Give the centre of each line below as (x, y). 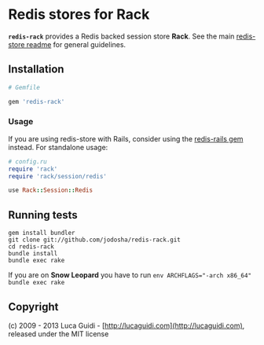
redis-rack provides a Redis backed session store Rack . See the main (121, 36)
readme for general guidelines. (76, 44)
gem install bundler (42, 233)
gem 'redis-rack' (37, 101)
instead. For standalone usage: (58, 147)
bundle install (33, 254)
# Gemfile (24, 87)
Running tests (43, 215)
